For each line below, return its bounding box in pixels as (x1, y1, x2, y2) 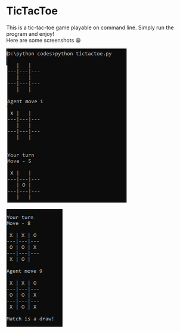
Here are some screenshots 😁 (6, 36, 82, 44)
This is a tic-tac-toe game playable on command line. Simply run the (6, 24, 174, 31)
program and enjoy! (6, 30, 55, 37)
